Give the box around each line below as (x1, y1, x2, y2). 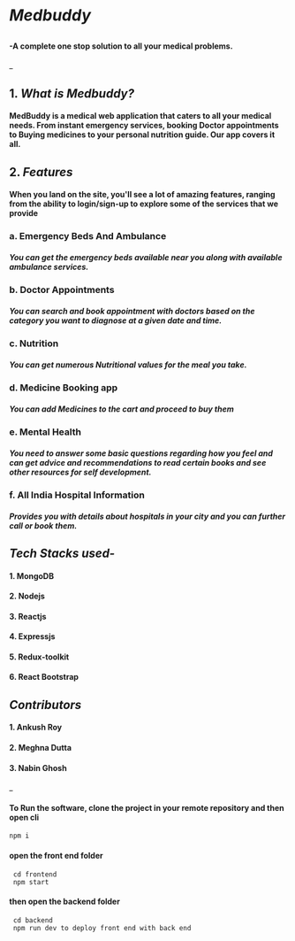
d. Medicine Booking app (9, 382, 118, 394)
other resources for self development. (9, 467, 152, 477)
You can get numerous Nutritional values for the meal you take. (9, 359, 247, 370)
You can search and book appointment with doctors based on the (9, 305, 255, 316)
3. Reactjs (9, 611, 47, 621)
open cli (9, 812, 40, 822)
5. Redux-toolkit (9, 652, 70, 662)
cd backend (12, 915, 53, 925)
